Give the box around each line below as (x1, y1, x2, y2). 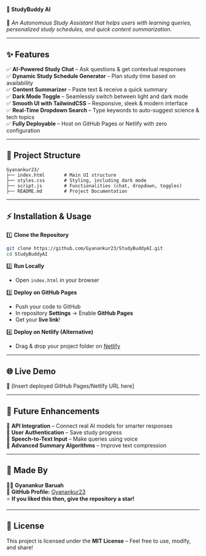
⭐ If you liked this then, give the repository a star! (6, 495, 135, 502)
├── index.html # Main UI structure (6, 172, 116, 178)
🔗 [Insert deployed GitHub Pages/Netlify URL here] (6, 382, 135, 390)
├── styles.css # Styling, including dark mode (6, 177, 147, 183)
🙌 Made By (6, 465, 48, 476)
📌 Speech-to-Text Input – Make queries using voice (6, 435, 138, 442)
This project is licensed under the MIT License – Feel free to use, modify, (6, 537, 191, 544)
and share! (6, 544, 34, 551)
